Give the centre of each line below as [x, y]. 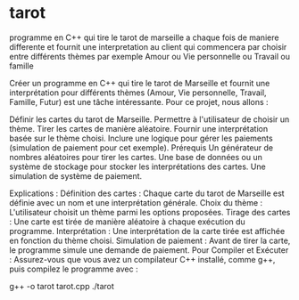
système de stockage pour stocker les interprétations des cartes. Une [137, 166]
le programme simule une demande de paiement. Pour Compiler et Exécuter [149, 250]
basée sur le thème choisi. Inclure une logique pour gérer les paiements [141, 138]
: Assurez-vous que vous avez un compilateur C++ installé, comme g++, [142, 259]
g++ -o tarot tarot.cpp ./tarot [62, 286]
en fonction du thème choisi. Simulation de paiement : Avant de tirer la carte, [150, 240]
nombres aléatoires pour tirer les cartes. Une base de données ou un [136, 157]
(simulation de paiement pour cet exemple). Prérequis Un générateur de [141, 147]
